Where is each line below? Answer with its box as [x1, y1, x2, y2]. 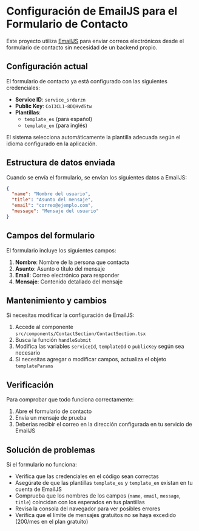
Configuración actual [6, 61, 88, 72]
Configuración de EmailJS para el [6, 4, 178, 18]
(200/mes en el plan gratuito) [15, 518, 89, 526]
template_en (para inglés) [24, 122, 88, 129]
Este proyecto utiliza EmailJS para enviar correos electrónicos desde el [6, 37, 184, 44]
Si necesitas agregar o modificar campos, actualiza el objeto [15, 356, 167, 363]
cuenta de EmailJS [15, 485, 62, 493]
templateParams [15, 363, 54, 369]
